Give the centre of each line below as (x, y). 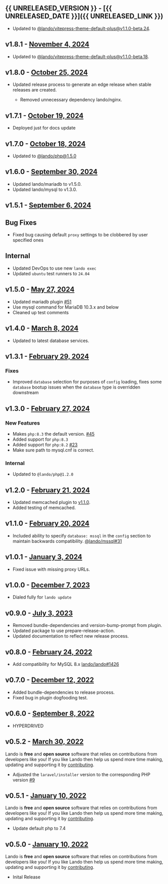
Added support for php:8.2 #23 (45, 444)
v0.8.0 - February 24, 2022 (49, 652)
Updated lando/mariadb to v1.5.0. (47, 184)
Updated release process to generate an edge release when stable (82, 85)
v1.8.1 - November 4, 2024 (47, 44)
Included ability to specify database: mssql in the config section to (82, 535)
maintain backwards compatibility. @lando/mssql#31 (67, 541)
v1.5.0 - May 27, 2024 (40, 290)
